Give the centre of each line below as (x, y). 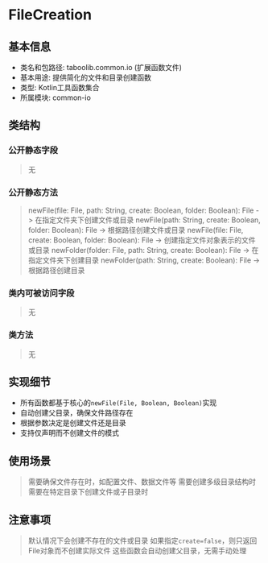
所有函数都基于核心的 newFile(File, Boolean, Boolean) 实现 (118, 403)
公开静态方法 (33, 192)
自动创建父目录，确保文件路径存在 (76, 413)
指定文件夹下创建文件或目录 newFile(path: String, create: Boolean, (151, 220)
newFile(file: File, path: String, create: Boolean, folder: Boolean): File (141, 210)
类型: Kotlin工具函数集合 (60, 87)
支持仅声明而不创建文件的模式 (69, 433)
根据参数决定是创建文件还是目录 (73, 423)
